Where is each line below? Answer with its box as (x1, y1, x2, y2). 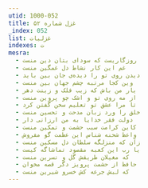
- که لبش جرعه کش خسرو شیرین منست (15, 168, 130, 176)
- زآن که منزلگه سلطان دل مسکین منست (15, 138, 141, 146)
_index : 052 (8, 26, 48, 34)
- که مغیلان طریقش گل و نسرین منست (15, 153, 130, 161)
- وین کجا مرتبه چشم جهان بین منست (15, 78, 134, 86)
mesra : (8, 49, 30, 57)
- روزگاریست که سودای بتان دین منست (15, 57, 137, 65)
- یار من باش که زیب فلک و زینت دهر (15, 86, 137, 94)
